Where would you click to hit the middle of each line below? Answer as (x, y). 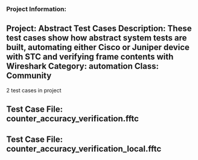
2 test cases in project (34, 90)
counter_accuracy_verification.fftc (72, 119)
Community (29, 76)
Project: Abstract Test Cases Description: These (99, 29)
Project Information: (36, 9)
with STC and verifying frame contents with (90, 57)
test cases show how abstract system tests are (97, 38)
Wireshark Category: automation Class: (82, 66)
